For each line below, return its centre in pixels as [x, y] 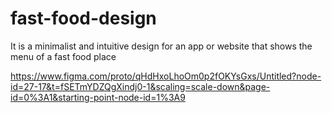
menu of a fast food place [63, 56]
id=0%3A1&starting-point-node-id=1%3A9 [98, 97]
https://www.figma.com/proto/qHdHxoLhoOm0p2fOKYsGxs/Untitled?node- [166, 76]
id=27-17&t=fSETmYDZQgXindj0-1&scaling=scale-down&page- [140, 86]
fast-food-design [83, 18]
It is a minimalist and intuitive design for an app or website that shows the [161, 46]
